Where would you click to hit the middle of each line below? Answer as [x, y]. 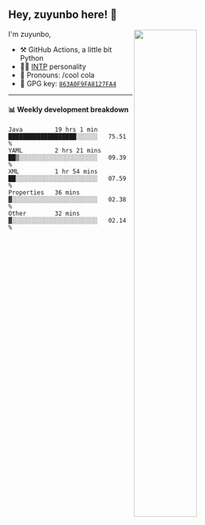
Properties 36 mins [44, 193]
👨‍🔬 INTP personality [53, 66]
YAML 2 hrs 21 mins [55, 151]
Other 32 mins [44, 214]
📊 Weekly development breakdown [69, 109]
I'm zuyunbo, [30, 34]
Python [32, 58]
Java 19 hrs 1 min [53, 130]
